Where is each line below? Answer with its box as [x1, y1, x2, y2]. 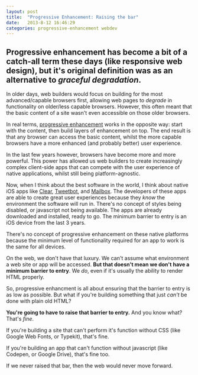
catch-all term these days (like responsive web [6, 56, 183, 66]
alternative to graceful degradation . [6, 75, 142, 85]
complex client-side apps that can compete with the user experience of [6, 164, 180, 171]
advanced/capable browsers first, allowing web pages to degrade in [6, 97, 173, 104]
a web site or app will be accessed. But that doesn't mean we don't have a [6, 261, 190, 268]
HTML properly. [6, 273, 44, 281]
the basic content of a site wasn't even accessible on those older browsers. [6, 109, 190, 117]
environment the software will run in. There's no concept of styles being [6, 201, 182, 208]
